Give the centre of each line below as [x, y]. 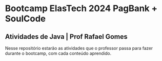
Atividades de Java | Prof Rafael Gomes [66, 37]
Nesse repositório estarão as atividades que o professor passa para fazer [79, 48]
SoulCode [25, 19]
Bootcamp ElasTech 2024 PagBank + [81, 8]
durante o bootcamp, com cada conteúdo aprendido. [58, 53]
